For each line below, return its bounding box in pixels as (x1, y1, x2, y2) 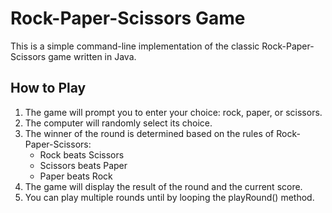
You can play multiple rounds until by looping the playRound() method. (24, 191, 315, 203)
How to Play (10, 80, 87, 97)
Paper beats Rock (39, 170, 113, 182)
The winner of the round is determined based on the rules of (24, 127, 275, 139)
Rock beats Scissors (39, 148, 125, 161)
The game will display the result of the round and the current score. (24, 180, 303, 192)
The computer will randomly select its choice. (24, 117, 213, 129)
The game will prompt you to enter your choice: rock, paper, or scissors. (24, 106, 323, 118)
